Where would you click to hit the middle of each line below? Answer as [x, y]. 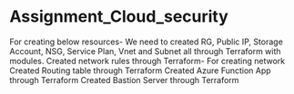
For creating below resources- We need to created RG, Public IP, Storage [147, 42]
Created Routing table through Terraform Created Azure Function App [140, 70]
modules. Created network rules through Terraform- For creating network [147, 61]
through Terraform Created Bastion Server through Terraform [124, 80]
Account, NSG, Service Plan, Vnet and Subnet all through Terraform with [145, 51]
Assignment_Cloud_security [119, 17]
